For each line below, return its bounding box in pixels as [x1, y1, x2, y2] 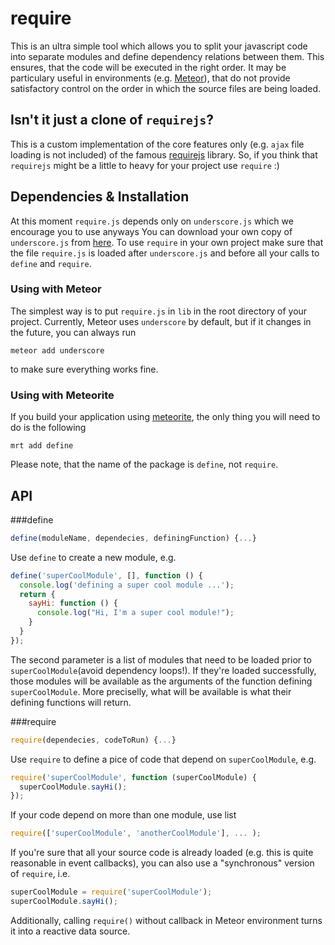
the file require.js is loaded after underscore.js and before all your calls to [10, 247, 320, 259]
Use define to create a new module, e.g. [10, 551, 177, 563]
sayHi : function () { [28, 598, 118, 609]
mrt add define [10, 441, 74, 451]
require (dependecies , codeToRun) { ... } [10, 735, 177, 745]
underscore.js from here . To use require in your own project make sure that [10, 236, 324, 248]
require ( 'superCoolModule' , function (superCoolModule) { [10, 772, 257, 782]
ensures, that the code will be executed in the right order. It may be [10, 61, 287, 73]
